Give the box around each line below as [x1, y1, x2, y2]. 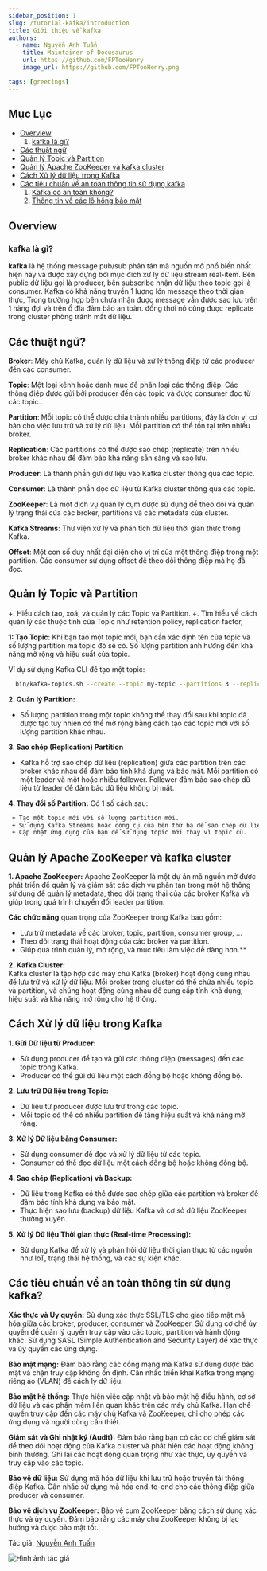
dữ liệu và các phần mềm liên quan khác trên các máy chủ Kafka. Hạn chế [8, 1400, 252, 1409]
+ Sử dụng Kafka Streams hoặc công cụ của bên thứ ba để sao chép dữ [11, 821, 247, 829]
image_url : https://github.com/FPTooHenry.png [22, 64, 180, 72]
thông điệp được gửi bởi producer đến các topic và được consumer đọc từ [8, 388, 251, 398]
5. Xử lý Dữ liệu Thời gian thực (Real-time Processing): [8, 1229, 192, 1239]
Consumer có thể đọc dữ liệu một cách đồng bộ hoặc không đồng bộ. [19, 1158, 249, 1167]
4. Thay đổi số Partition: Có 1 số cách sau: [8, 798, 149, 808]
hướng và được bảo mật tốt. [8, 1522, 99, 1532]
